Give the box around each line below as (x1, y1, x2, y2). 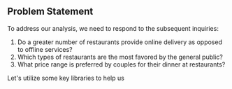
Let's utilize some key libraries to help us (7, 74, 124, 82)
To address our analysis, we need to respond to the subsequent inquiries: (7, 24, 219, 32)
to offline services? (17, 45, 73, 53)
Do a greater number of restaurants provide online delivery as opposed (17, 38, 222, 46)
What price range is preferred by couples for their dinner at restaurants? (17, 60, 226, 69)
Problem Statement (7, 6, 94, 18)
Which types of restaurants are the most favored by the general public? (17, 53, 224, 61)
